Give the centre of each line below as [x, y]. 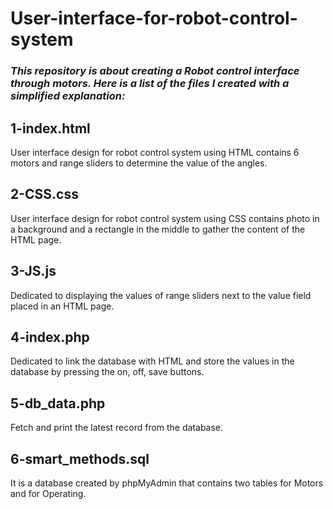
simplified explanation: [68, 96]
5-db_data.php [58, 403]
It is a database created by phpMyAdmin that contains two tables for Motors [167, 483]
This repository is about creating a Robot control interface [155, 71]
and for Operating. [48, 493]
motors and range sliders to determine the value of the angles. [139, 163]
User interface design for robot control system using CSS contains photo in [165, 218]
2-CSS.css [44, 194]
